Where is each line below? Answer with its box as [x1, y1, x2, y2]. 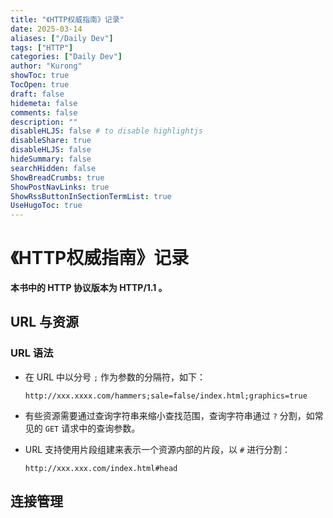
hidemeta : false [10, 98, 78, 108]
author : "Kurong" [10, 61, 83, 71]
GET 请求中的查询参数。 [44, 422, 141, 434]
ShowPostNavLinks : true [10, 182, 110, 192]
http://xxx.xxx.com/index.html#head [24, 463, 178, 473]
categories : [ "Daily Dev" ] [10, 52, 123, 62]
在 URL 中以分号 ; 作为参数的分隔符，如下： [24, 371, 207, 383]
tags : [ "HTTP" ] [10, 42, 74, 53]
